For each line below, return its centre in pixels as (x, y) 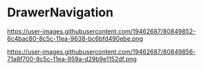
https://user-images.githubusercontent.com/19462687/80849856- (101, 52)
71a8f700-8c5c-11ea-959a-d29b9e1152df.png (72, 58)
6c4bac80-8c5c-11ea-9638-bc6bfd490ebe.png (75, 38)
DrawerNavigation (60, 13)
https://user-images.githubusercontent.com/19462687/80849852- (101, 31)
